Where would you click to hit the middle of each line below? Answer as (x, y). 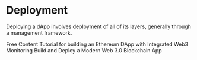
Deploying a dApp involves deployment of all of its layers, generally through (99, 26)
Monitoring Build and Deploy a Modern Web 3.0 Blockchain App (84, 50)
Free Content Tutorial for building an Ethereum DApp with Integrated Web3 (97, 44)
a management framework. (39, 32)
